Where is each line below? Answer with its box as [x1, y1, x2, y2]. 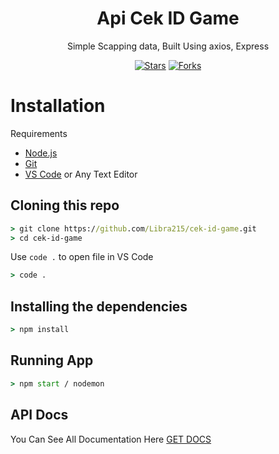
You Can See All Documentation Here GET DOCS [10, 433, 212, 445]
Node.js [24, 147, 58, 159]
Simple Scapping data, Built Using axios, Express [66, 40, 270, 52]
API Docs [10, 407, 69, 424]
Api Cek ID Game [96, 7, 240, 30]
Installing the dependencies [10, 298, 188, 315]
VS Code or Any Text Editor [24, 168, 138, 180]
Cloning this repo [10, 197, 120, 214]
